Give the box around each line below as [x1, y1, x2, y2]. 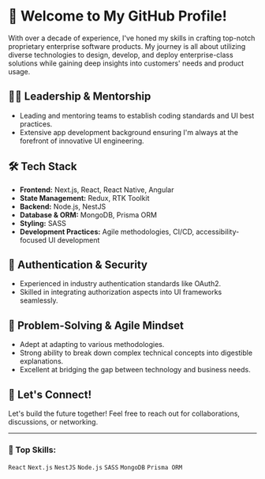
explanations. [19, 356, 64, 366]
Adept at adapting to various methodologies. [19, 340, 165, 349]
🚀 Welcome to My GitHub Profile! [8, 7, 227, 25]
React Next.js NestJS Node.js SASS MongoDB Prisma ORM [8, 464, 183, 472]
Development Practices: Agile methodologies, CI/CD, [19, 227, 195, 236]
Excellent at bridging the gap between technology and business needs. [19, 365, 251, 375]
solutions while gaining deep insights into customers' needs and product [8, 58, 244, 68]
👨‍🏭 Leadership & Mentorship [8, 90, 151, 104]
